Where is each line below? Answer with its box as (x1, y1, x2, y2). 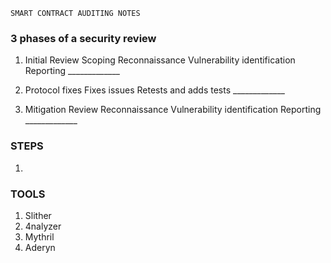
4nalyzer (24, 220, 62, 232)
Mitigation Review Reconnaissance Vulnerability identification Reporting (24, 104, 322, 116)
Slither (24, 209, 52, 221)
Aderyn (24, 241, 56, 253)
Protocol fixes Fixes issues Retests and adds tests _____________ (24, 84, 286, 96)
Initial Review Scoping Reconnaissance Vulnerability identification (24, 54, 296, 66)
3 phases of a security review (10, 31, 157, 45)
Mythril (24, 230, 55, 243)
